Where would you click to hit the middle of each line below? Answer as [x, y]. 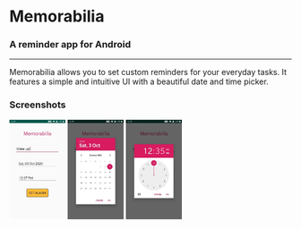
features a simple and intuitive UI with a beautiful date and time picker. [139, 81]
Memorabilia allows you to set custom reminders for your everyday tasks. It [148, 72]
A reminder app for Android [70, 45]
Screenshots [38, 105]
